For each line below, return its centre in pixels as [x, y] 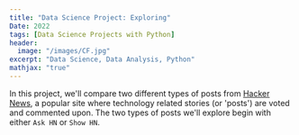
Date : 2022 [30, 26]
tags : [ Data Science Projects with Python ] [92, 34]
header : [24, 43]
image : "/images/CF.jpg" [64, 51]
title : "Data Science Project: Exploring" [90, 18]
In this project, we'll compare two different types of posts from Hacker [140, 93]
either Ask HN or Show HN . [55, 121]
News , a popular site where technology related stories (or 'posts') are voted [149, 103]
